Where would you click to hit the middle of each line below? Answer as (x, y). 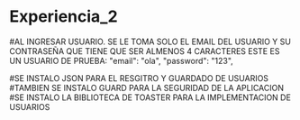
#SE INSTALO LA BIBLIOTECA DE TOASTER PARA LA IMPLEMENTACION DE (150, 97)
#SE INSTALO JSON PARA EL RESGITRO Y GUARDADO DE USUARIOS (139, 78)
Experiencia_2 (64, 17)
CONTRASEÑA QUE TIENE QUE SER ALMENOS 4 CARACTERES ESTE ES (145, 51)
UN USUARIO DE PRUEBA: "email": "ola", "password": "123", (122, 60)
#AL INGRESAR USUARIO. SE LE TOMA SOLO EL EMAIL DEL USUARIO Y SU (150, 42)
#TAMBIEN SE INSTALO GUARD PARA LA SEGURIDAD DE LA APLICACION (147, 88)
